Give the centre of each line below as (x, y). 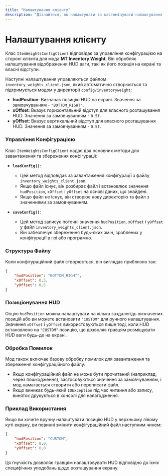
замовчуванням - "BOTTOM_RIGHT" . (48, 105)
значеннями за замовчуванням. (54, 202)
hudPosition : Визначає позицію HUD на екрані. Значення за (76, 100)
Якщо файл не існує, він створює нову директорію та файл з (85, 196)
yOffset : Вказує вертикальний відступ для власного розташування (84, 121)
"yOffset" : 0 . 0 (30, 448)
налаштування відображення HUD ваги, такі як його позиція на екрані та (83, 64)
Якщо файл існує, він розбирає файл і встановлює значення (84, 186)
